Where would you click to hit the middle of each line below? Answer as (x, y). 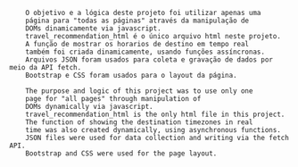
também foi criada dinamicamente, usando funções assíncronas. (145, 52)
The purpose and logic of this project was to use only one (139, 91)
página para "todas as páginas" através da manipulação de (137, 21)
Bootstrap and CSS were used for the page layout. (121, 154)
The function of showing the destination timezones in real (139, 122)
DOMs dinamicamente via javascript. (94, 29)
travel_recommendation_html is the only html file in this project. (155, 114)
